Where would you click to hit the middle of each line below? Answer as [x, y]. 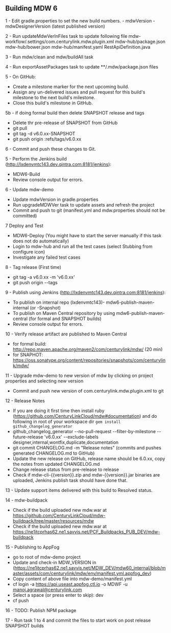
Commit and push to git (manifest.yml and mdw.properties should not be [89, 210]
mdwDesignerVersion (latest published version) [55, 26]
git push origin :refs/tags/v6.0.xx [47, 139]
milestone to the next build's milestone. [54, 97]
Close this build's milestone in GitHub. [53, 103]
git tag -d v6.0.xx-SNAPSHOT [44, 133]
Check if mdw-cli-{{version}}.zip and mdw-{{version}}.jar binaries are [86, 474]
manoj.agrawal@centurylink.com [47, 590]
